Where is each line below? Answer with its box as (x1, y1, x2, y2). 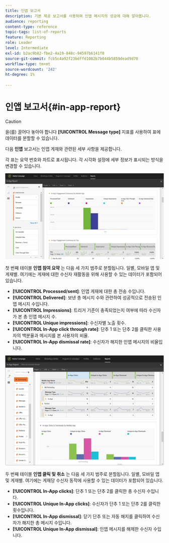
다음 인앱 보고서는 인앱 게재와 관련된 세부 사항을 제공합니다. (5, 145, 122, 152)
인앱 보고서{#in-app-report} (5, 102, 121, 113)
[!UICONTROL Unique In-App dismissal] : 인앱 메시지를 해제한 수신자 (12, 526, 152, 532)
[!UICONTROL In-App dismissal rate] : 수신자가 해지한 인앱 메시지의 (12, 339, 149, 345)
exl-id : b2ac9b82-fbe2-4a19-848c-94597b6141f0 (5, 51, 105, 56)
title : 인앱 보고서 (5, 8, 41, 13)
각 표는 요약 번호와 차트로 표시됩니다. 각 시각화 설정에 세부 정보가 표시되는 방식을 (5, 157, 163, 163)
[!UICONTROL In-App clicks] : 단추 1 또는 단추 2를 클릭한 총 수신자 (12, 488, 146, 495)
